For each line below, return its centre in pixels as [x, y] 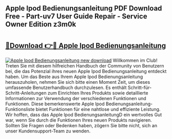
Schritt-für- [140, 87]
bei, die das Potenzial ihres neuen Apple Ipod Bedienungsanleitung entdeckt [86, 71]
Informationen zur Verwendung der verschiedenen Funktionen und [76, 98]
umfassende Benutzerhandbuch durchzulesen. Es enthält [66, 87]
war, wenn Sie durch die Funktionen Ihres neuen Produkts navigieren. [79, 120]
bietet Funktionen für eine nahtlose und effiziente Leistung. [98, 109]
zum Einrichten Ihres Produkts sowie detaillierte [98, 93]
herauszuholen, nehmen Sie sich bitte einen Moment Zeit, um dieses [78, 82]
